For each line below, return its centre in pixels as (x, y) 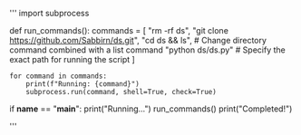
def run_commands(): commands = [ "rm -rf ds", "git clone (119, 30)
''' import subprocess (49, 13)
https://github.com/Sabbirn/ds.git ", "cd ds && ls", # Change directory (138, 40)
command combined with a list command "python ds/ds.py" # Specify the (147, 50)
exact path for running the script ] (73, 59)
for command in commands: (58, 76)
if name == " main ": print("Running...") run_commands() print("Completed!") (151, 109)
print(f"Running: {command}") (83, 84)
